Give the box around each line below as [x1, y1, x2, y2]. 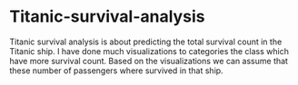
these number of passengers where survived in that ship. [9, 65, 224, 76]
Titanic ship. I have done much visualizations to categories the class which [9, 45, 289, 56]
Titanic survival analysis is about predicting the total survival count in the [9, 36, 283, 47]
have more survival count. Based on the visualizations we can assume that [9, 55, 289, 66]
